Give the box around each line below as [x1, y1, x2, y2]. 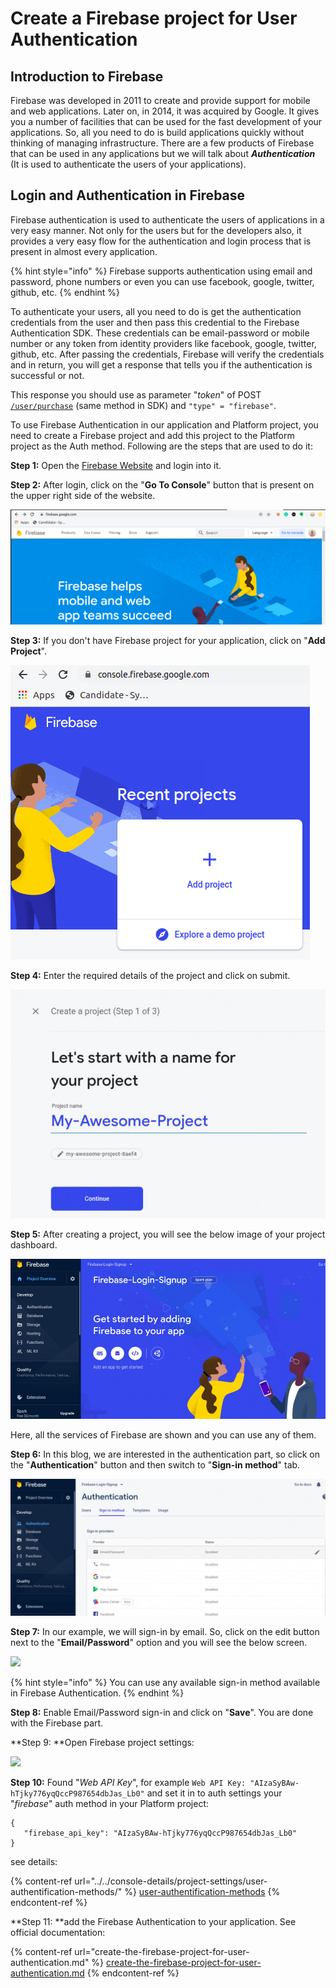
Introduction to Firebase [10, 68, 164, 85]
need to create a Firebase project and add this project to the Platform [10, 429, 295, 441]
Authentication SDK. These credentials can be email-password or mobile [10, 327, 310, 339]
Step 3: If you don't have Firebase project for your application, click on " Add [10, 634, 326, 646]
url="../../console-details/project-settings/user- [74, 1875, 268, 1887]
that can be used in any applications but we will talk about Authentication [10, 148, 316, 159]
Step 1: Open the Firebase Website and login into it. [10, 459, 222, 471]
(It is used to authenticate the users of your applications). [10, 158, 247, 170]
